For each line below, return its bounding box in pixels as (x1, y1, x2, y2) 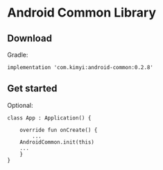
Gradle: (7, 50, 28, 59)
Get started (7, 83, 58, 95)
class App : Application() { (7, 114, 92, 122)
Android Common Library (7, 5, 157, 21)
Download (7, 32, 52, 44)
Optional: (7, 101, 33, 109)
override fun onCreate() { (19, 126, 98, 133)
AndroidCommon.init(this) (19, 138, 95, 146)
